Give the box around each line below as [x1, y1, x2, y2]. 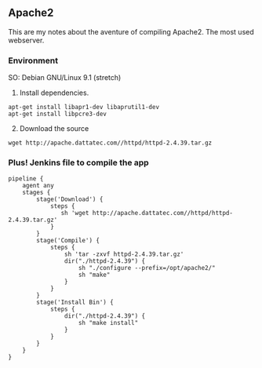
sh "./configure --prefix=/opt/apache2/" [78, 264, 216, 272]
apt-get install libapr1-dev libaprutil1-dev [8, 104, 159, 111]
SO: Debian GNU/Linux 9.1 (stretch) [8, 73, 122, 82]
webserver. [8, 35, 45, 45]
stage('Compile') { [36, 237, 100, 245]
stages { [22, 188, 51, 197]
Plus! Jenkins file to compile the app [8, 157, 149, 168]
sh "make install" [78, 319, 139, 327]
